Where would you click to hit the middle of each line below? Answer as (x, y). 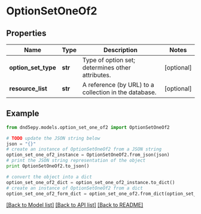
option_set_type (33, 67)
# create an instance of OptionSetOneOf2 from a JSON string (84, 149)
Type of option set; (109, 60)
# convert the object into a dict (49, 177)
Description (121, 50)
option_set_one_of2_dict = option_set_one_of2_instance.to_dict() (91, 182)
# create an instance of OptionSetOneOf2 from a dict (75, 188)
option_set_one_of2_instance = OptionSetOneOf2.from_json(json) (88, 155)
